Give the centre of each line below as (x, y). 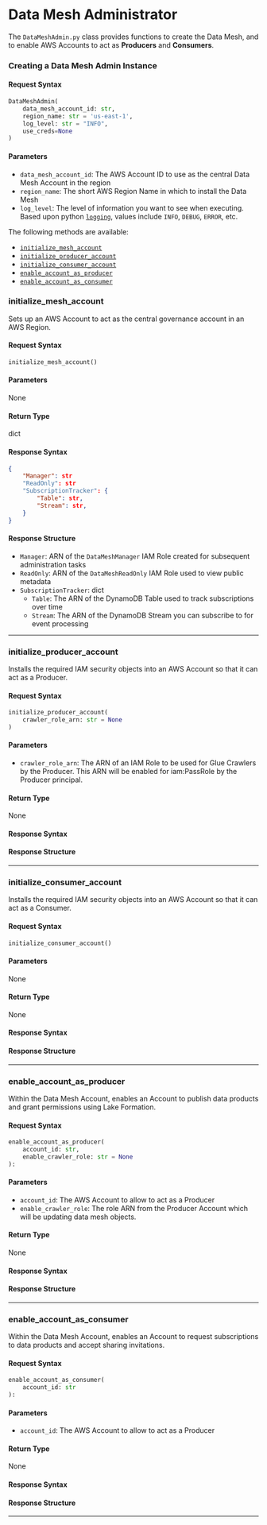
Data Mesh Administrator (93, 15)
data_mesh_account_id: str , (69, 109)
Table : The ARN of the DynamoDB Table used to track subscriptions (143, 598)
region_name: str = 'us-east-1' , (78, 116)
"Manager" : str (48, 476)
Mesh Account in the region (65, 182)
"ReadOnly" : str (50, 484)
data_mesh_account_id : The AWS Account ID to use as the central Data (135, 174)
